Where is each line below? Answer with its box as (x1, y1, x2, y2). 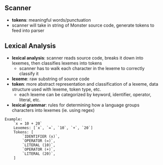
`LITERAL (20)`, (22, 151, 56, 156)
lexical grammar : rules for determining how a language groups (11, 102, 140, 108)
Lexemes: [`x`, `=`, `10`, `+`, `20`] (13, 125, 93, 130)
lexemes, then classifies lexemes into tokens (11, 60, 102, 66)
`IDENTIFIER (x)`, (22, 134, 60, 139)
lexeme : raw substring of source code (11, 76, 90, 82)
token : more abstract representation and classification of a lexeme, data (11, 81, 159, 87)
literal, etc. (19, 97, 41, 102)
